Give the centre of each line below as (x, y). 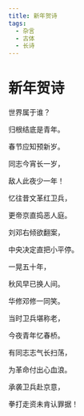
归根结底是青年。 (36, 129)
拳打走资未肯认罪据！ (43, 404)
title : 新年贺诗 (33, 16)
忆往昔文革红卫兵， (40, 198)
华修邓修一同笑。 (36, 301)
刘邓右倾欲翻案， (36, 233)
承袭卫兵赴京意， (36, 387)
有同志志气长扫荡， (40, 353)
